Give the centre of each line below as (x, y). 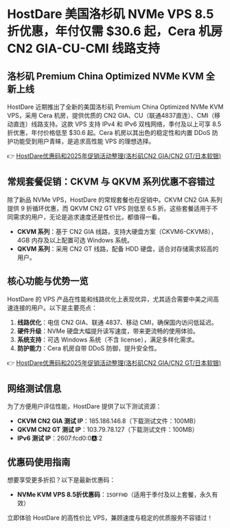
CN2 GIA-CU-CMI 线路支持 (83, 49)
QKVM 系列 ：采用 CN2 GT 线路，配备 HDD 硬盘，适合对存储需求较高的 (118, 249)
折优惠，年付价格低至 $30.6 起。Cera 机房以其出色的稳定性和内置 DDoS (109, 133)
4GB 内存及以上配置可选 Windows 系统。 (75, 240)
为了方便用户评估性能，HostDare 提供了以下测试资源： (84, 406)
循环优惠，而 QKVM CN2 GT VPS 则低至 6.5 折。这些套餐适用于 (122, 208)
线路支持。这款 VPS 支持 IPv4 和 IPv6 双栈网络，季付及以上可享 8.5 (126, 124)
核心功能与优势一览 (48, 281)
